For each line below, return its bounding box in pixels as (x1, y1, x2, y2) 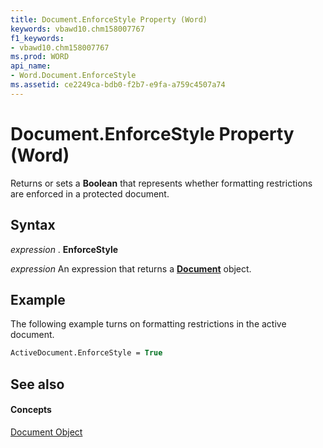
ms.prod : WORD (10, 52, 70, 62)
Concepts (10, 404, 52, 416)
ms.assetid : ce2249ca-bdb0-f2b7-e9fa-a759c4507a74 (10, 80, 226, 90)
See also (10, 376, 65, 393)
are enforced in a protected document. (10, 187, 170, 200)
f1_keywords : (10, 33, 65, 43)
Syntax (10, 217, 56, 234)
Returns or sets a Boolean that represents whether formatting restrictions (10, 177, 313, 189)
